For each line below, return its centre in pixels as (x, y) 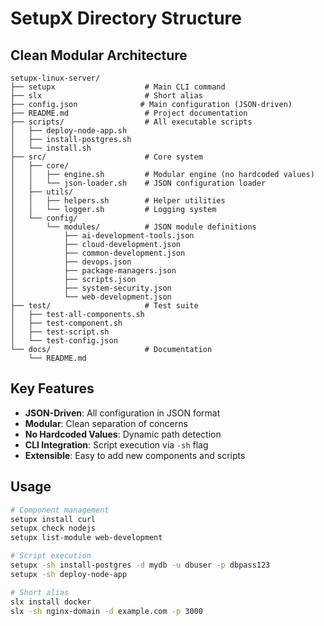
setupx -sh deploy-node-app (69, 574)
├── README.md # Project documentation (129, 113)
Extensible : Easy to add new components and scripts (135, 455)
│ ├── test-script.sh (60, 332)
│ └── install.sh (51, 148)
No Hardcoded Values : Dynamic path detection (123, 434)
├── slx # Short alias (106, 96)
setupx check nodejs (53, 528)
